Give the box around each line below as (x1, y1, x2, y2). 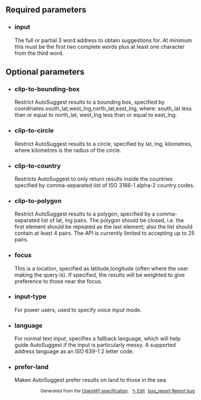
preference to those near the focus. (14, 277, 103, 285)
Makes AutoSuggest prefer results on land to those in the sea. (14, 377, 167, 384)
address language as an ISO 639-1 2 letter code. (14, 348, 134, 355)
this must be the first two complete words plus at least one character (14, 43, 185, 50)
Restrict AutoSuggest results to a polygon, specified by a (14, 210, 155, 217)
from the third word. (14, 49, 64, 57)
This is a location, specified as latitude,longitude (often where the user (14, 264, 189, 272)
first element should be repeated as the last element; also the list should (14, 223, 193, 231)
